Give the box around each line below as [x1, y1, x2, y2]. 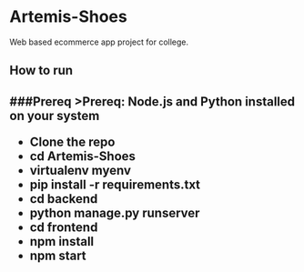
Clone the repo [29, 134, 116, 149]
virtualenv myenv [29, 162, 132, 178]
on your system [9, 107, 100, 124]
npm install [29, 234, 95, 249]
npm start [29, 247, 86, 263]
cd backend [29, 191, 98, 207]
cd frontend [29, 219, 98, 235]
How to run [9, 63, 74, 78]
